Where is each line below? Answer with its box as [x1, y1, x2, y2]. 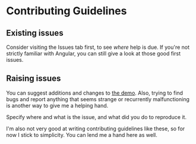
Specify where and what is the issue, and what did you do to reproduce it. [6, 113, 187, 120]
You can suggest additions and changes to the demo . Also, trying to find [6, 89, 183, 96]
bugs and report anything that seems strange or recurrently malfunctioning [6, 95, 190, 102]
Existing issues [6, 28, 64, 38]
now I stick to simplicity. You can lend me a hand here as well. [6, 131, 157, 138]
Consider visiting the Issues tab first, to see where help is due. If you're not [6, 43, 190, 51]
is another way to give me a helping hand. [6, 102, 109, 109]
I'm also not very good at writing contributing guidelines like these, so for [6, 125, 185, 132]
